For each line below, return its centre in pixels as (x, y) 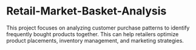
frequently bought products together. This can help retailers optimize (93, 34)
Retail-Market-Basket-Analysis (86, 11)
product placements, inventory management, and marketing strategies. (95, 40)
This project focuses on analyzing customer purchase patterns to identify (98, 28)
